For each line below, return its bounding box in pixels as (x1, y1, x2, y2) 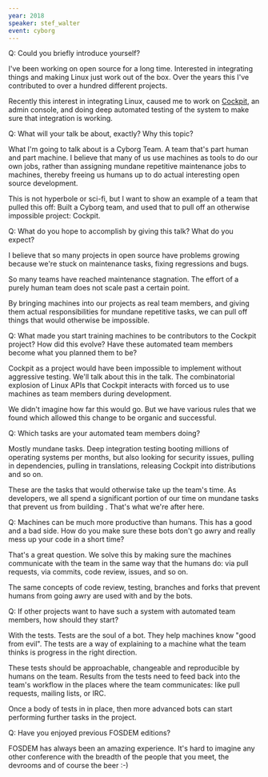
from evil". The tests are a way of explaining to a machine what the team (8, 639, 246, 649)
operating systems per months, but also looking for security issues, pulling (8, 453, 254, 463)
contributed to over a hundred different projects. (8, 81, 168, 90)
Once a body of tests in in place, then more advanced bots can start (8, 704, 233, 714)
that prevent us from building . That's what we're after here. (8, 502, 206, 512)
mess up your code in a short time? (8, 535, 125, 544)
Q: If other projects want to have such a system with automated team (8, 607, 236, 616)
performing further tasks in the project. (8, 713, 138, 723)
